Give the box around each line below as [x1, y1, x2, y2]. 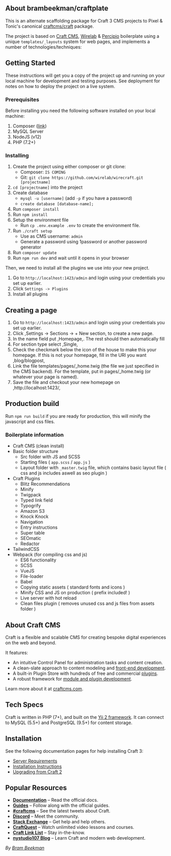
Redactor [20, 540, 40, 547]
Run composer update [12, 250, 57, 256]
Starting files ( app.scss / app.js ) [20, 459, 91, 465]
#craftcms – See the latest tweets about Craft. [12, 808, 111, 814]
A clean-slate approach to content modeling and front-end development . [12, 665, 166, 671]
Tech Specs [5, 701, 43, 709]
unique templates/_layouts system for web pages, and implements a [5, 38, 150, 44]
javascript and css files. [5, 418, 55, 424]
